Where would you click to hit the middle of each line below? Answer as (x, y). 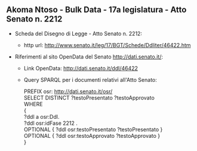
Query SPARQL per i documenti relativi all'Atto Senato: (90, 79)
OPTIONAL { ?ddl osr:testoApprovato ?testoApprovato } (92, 135)
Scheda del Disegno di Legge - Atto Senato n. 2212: (78, 33)
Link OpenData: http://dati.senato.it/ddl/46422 (81, 68)
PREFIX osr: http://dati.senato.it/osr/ (68, 91)
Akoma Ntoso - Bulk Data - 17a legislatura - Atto (96, 10)
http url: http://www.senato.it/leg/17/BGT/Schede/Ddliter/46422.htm (107, 45)
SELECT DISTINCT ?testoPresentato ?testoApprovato (89, 97)
